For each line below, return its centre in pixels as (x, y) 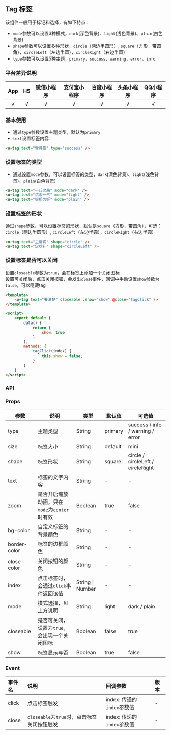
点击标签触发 (43, 703)
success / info (145, 425)
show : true (53, 332)
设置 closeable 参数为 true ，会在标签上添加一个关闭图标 (63, 272)
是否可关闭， (53, 620)
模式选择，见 (53, 603)
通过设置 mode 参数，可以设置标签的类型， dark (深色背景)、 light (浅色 (83, 174)
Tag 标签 (19, 9)
